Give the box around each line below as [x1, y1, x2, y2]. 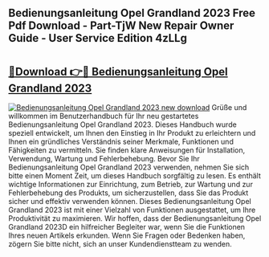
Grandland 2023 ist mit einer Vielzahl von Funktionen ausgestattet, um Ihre [8, 205, 256, 214]
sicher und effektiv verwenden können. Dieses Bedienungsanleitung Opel [8, 197, 251, 206]
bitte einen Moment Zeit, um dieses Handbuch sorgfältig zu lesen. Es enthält [8, 171, 261, 180]
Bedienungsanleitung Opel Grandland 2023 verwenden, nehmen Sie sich [8, 162, 250, 172]
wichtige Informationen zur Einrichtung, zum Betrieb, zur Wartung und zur [8, 180, 253, 189]
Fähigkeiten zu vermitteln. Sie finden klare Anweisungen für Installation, [8, 145, 246, 155]
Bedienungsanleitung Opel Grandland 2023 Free [8, 6, 255, 20]
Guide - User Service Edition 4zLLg [8, 31, 187, 45]
